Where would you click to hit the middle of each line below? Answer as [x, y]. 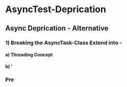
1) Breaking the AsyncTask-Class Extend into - [64, 43]
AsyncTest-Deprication [56, 9]
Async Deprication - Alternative [57, 28]
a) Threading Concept [29, 55]
